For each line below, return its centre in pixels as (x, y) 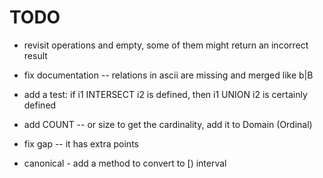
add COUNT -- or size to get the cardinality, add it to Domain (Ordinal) (168, 124)
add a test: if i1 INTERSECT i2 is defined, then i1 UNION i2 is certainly (165, 94)
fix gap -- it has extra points (81, 143)
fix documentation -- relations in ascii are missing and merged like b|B (168, 75)
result (35, 55)
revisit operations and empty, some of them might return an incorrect (166, 45)
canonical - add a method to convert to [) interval (125, 163)
